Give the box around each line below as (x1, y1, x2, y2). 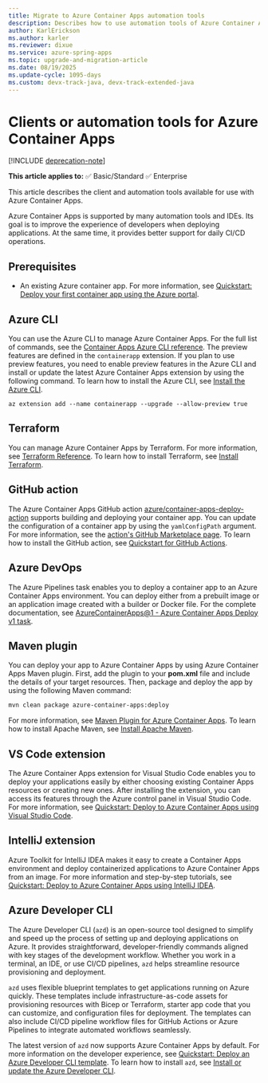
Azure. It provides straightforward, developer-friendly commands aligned (8, 942, 249, 951)
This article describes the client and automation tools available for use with (8, 187, 254, 197)
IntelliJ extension (8, 834, 96, 848)
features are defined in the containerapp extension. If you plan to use (8, 351, 235, 360)
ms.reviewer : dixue (8, 41, 73, 49)
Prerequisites (8, 260, 77, 274)
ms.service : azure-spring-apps (8, 49, 112, 57)
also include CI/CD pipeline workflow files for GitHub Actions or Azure (8, 1016, 238, 1026)
